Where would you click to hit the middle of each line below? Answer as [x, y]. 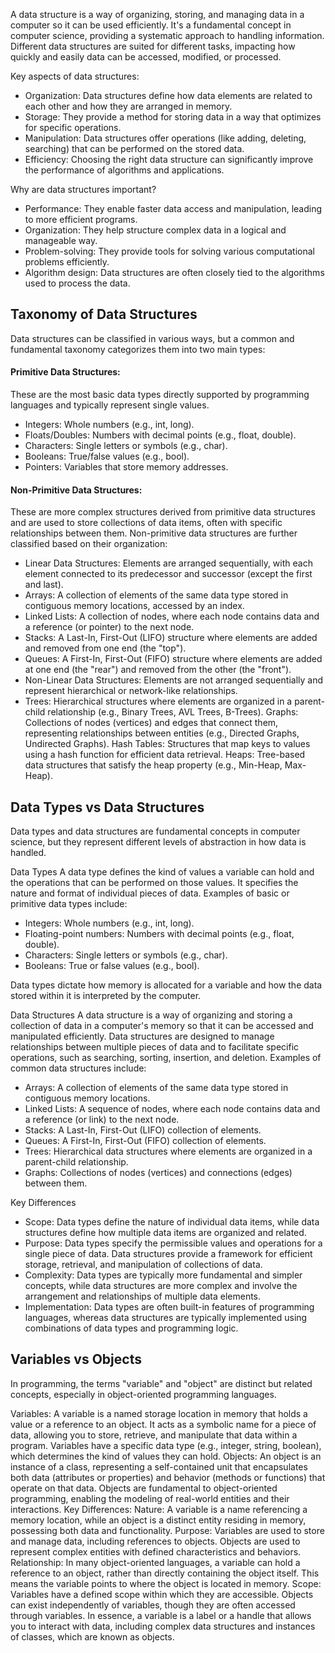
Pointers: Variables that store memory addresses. [126, 467]
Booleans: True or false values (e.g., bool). [112, 966]
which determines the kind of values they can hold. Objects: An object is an [166, 1456]
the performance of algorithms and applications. [124, 170]
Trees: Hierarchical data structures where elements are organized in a [168, 1151]
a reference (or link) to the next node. [102, 1120]
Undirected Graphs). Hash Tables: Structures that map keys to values [167, 744]
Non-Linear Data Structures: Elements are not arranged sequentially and [173, 680]
